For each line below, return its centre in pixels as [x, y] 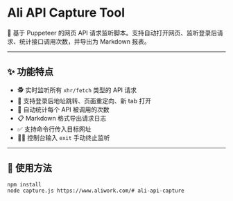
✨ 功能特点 [31, 72]
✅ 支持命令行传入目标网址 [54, 129]
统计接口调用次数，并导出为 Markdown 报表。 [85, 41]
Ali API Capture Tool [66, 13]
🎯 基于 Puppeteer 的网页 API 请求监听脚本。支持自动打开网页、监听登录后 [112, 33]
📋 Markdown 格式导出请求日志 [62, 118]
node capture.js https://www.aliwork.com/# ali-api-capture [96, 191]
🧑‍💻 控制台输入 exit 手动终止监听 [63, 137]
